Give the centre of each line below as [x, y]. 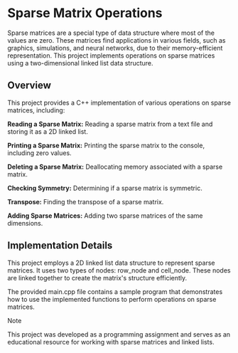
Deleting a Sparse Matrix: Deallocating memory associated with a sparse [115, 167]
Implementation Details [60, 246]
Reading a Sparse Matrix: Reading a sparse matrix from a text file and [110, 124]
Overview [29, 86]
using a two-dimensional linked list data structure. [81, 63]
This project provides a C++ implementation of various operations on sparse [119, 102]
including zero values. [40, 153]
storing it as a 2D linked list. [48, 131]
